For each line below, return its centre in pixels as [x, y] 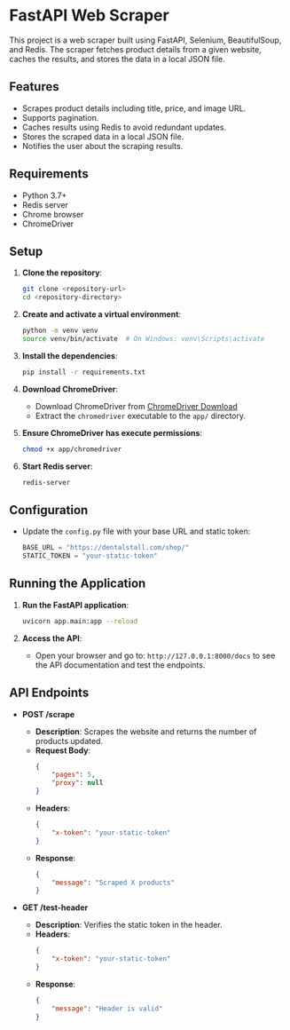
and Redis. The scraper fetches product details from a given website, [135, 49]
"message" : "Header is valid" [107, 1009]
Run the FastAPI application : [75, 605]
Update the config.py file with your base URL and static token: [136, 531]
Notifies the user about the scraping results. [102, 146]
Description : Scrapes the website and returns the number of [146, 731]
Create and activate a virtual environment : [102, 314]
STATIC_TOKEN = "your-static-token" [90, 556]
